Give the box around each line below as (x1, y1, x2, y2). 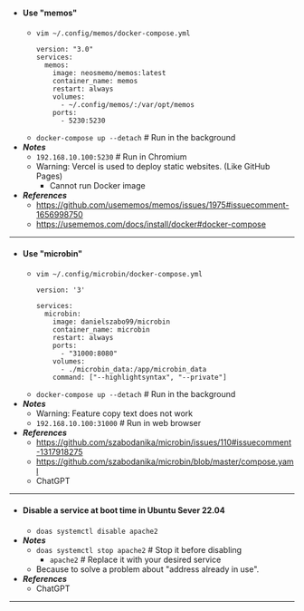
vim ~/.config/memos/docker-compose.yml (35, 29, 191, 38)
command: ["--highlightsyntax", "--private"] (52, 373, 228, 383)
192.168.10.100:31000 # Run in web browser (35, 418, 202, 429)
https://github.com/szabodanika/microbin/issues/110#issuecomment (35, 437, 292, 448)
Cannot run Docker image (49, 180, 147, 191)
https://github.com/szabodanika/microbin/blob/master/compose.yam (35, 456, 294, 467)
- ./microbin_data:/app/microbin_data (60, 365, 207, 374)
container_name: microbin (52, 325, 151, 335)
